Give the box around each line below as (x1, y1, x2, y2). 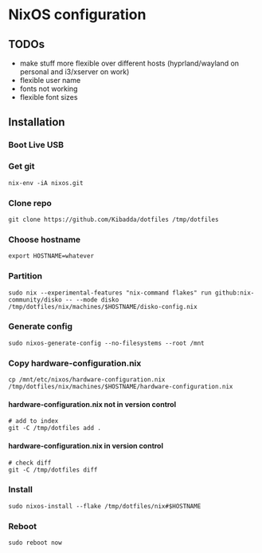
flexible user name (19, 76, 81, 85)
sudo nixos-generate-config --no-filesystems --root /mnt (8, 339, 205, 347)
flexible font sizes (19, 93, 78, 101)
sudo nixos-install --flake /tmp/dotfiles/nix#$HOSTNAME (8, 502, 201, 510)
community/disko (8, 295, 62, 304)
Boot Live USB (8, 140, 65, 151)
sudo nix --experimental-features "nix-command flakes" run (8, 289, 213, 297)
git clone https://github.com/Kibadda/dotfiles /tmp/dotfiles (8, 215, 219, 223)
